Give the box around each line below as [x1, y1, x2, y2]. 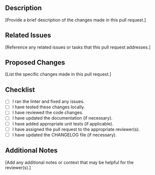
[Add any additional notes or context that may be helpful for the [5, 159, 134, 165]
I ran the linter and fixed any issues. [12, 99, 85, 104]
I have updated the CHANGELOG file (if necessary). [12, 132, 117, 138]
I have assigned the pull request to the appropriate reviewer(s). [12, 126, 140, 132]
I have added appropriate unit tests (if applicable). [12, 121, 114, 126]
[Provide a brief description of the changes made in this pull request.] [5, 17, 146, 23]
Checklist [5, 85, 35, 94]
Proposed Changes [5, 58, 65, 67]
